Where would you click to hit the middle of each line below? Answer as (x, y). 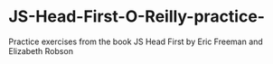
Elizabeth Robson (41, 50)
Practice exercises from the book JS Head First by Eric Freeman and (136, 41)
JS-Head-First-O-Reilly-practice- (137, 17)
